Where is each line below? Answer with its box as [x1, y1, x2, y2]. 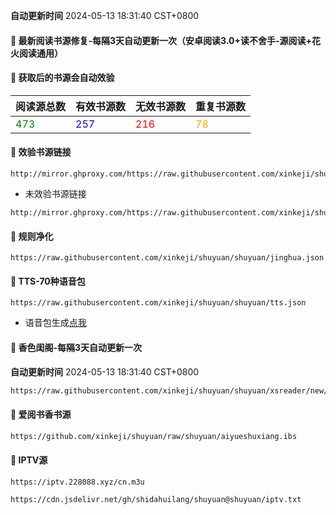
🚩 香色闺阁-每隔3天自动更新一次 [10, 342, 143, 353]
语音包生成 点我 [24, 317, 87, 329]
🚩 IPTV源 [10, 454, 48, 466]
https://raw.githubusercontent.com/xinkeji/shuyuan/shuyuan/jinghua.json [10, 253, 325, 263]
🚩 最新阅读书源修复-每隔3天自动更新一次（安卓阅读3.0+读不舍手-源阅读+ [10, 34, 313, 46]
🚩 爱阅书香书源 [10, 409, 72, 421]
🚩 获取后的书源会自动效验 [10, 72, 115, 84]
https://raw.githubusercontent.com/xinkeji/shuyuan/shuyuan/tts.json [10, 298, 307, 308]
